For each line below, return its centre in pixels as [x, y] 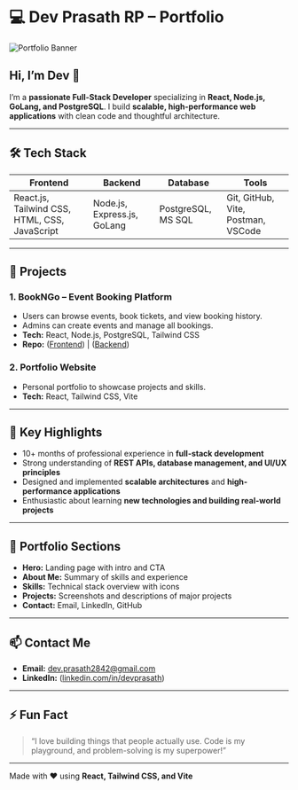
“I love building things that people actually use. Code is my [138, 740]
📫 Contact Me [50, 642]
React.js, [31, 198]
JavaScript [36, 231]
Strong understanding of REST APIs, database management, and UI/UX [154, 463]
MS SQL [176, 220]
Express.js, [116, 214]
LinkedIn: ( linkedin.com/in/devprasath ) [94, 677]
